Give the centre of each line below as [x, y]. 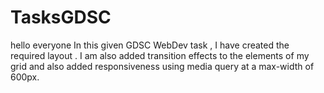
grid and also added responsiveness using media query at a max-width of [162, 66]
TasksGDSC [61, 17]
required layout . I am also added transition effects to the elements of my [160, 55]
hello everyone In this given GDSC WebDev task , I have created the [150, 45]
